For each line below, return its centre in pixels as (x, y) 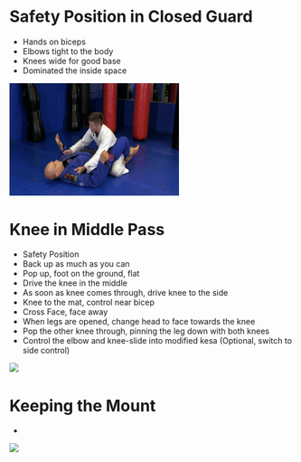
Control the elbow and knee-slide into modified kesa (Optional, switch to (157, 341)
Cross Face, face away (65, 312)
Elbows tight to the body (68, 51)
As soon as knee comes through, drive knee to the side (125, 293)
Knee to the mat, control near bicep (89, 302)
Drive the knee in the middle (75, 283)
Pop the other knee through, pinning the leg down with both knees (146, 331)
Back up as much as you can (76, 264)
